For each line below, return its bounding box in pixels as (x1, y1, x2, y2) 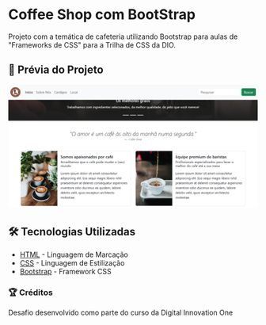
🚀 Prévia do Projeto (8, 63, 104, 77)
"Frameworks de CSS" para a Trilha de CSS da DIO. (8, 40, 177, 49)
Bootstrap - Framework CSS (19, 267, 112, 277)
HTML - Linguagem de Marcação (19, 250, 128, 259)
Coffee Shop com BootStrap (8, 6, 196, 24)
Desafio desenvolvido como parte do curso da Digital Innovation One (8, 308, 234, 318)
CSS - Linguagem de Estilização (19, 258, 125, 268)
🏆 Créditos (8, 287, 53, 298)
